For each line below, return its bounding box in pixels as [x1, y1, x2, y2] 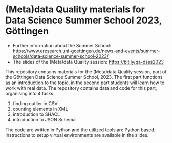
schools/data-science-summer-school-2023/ [12, 53, 109, 59]
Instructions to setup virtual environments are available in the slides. [5, 132, 149, 138]
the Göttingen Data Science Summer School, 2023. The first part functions [5, 74, 163, 80]
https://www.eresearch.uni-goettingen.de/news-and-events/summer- [12, 48, 160, 54]
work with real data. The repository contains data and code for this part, [5, 85, 157, 91]
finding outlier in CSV [12, 100, 58, 106]
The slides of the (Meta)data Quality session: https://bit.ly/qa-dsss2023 [12, 58, 164, 65]
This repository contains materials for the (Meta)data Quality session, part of [5, 68, 167, 75]
